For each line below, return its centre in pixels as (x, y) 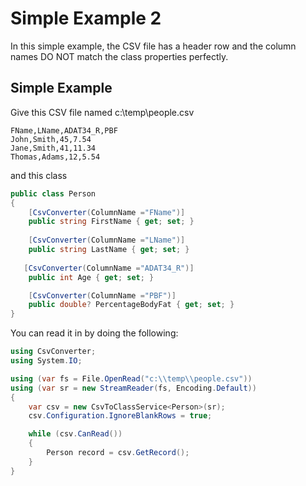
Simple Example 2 (86, 18)
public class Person (53, 193)
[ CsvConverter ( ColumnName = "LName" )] (107, 240)
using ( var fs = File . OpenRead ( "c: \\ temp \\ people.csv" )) (131, 378)
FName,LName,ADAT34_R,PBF (64, 130)
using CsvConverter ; (53, 352)
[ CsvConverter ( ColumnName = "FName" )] (107, 212)
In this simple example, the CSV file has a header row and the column (153, 46)
